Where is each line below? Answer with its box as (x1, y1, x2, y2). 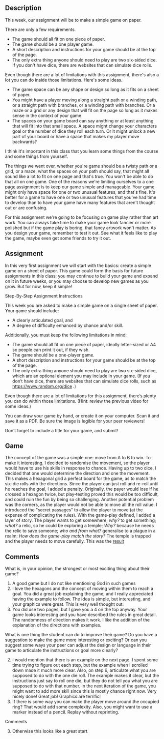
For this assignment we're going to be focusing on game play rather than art (5, 214, 159, 220)
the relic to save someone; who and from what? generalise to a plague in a (5, 528, 156, 534)
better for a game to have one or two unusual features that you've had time (5, 194, 157, 200)
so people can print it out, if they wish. (12, 347, 90, 353)
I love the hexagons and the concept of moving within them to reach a (12, 586, 153, 591)
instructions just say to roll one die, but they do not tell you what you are (12, 678, 158, 684)
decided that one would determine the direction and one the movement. (5, 471, 150, 476)
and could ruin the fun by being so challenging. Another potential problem (5, 497, 154, 503)
